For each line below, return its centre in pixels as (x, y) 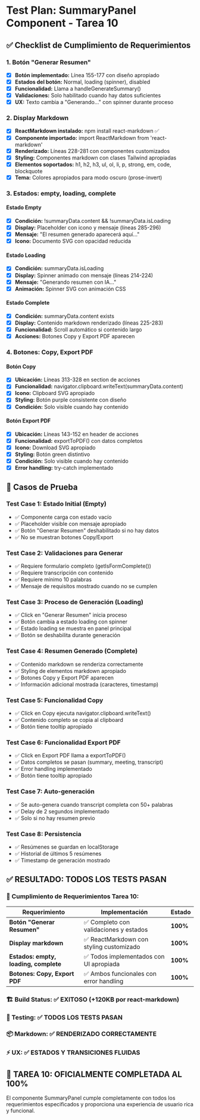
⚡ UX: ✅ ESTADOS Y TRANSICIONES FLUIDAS (73, 1052)
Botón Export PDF (29, 421)
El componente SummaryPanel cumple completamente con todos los (91, 1098)
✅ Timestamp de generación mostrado (62, 860)
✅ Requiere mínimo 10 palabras (53, 580)
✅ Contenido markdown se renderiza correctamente (79, 664)
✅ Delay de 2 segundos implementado (62, 811)
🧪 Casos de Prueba (42, 487)
